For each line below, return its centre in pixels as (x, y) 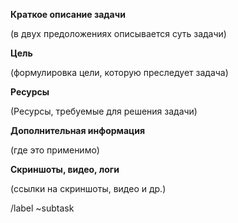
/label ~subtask (42, 208)
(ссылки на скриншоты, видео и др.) (88, 188)
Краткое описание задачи (68, 14)
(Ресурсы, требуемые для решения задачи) (104, 111)
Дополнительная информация (78, 130)
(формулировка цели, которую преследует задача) (119, 72)
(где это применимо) (55, 150)
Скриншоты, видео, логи (65, 169)
